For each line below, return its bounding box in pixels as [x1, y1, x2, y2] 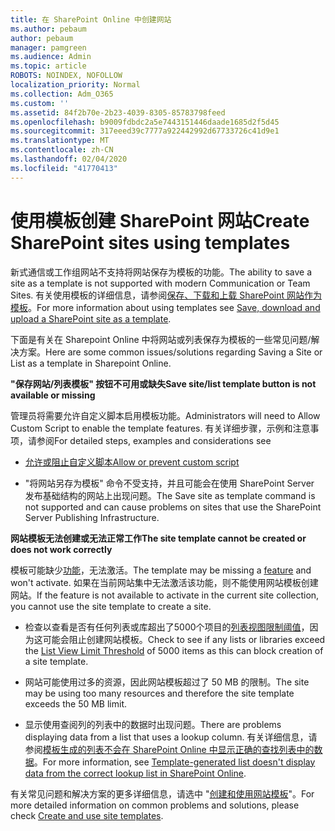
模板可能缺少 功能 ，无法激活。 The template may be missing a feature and [10, 564, 312, 576]
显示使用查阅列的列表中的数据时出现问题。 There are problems [24, 718, 282, 730]
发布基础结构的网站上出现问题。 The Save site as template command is [24, 489, 316, 501]
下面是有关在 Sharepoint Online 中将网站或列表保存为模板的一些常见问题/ [10, 333, 312, 345]
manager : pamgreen [10, 42, 87, 53]
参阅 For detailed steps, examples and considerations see [36, 434, 272, 446]
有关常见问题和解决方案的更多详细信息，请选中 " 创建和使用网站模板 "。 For [10, 787, 315, 800]
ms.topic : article [10, 61, 87, 71]
